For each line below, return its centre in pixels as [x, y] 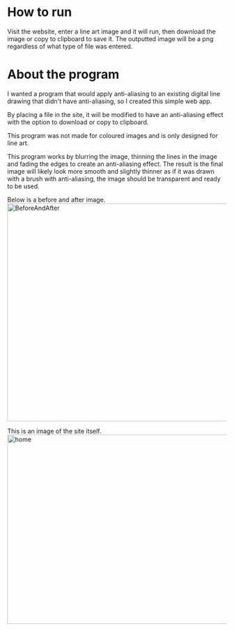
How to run [40, 12]
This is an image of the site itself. [55, 431]
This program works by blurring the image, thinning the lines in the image [112, 156]
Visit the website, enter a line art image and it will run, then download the [111, 31]
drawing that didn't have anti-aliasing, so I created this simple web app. [110, 101]
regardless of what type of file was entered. [70, 46]
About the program [63, 75]
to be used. [23, 186]
